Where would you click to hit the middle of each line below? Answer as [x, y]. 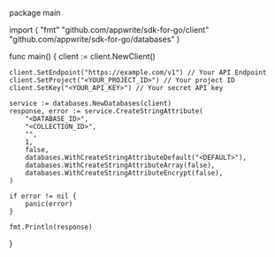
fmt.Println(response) [51, 227]
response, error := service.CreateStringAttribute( [106, 111]
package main [35, 13]
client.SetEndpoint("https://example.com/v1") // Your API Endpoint [138, 72]
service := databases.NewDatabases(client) [91, 103]
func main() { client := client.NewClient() [83, 56]
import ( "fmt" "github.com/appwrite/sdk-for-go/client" [109, 30]
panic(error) [49, 204]
